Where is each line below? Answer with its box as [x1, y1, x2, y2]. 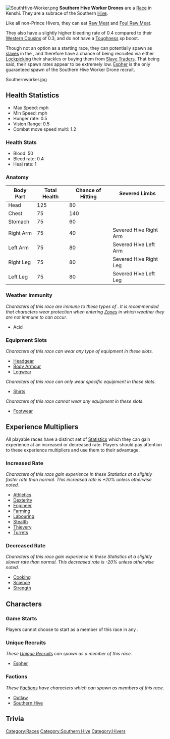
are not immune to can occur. [6, 314, 68, 320]
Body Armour [13, 363, 41, 369]
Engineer [13, 503, 32, 509]
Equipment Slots [6, 336, 47, 343]
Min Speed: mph [13, 110, 47, 116]
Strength [13, 585, 32, 591]
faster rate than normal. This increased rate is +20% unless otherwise [6, 477, 152, 483]
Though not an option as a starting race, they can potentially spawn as [6, 45, 152, 51]
